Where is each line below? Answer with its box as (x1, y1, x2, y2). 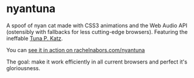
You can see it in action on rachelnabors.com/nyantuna (6, 46, 145, 53)
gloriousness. (6, 64, 41, 71)
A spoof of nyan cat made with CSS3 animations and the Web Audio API (6, 22, 188, 29)
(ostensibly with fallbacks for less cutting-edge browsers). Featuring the (6, 28, 188, 35)
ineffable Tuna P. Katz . (6, 34, 63, 42)
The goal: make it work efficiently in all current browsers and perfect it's (6, 58, 188, 65)
